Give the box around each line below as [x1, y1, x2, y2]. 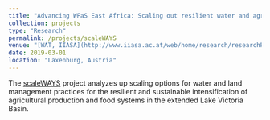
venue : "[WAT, [8, 42, 56, 50]
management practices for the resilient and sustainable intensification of [8, 86, 248, 96]
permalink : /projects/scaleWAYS [8, 34, 117, 42]
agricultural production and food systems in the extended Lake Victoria [8, 95, 243, 105]
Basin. [8, 103, 30, 113]
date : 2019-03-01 [8, 49, 67, 57]
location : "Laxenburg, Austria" [8, 57, 117, 65]
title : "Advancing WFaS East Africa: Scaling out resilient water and [8, 11, 250, 20]
